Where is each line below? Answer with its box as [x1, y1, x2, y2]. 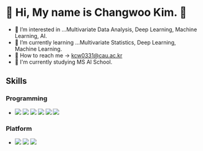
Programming [6, 94, 47, 103]
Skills [6, 76, 27, 86]
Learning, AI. [14, 32, 47, 39]
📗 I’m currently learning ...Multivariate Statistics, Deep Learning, [14, 39, 176, 46]
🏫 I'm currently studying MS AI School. [14, 58, 113, 65]
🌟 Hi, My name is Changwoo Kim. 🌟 [6, 6, 187, 20]
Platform [6, 124, 32, 133]
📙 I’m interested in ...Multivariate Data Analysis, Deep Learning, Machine [14, 26, 197, 33]
